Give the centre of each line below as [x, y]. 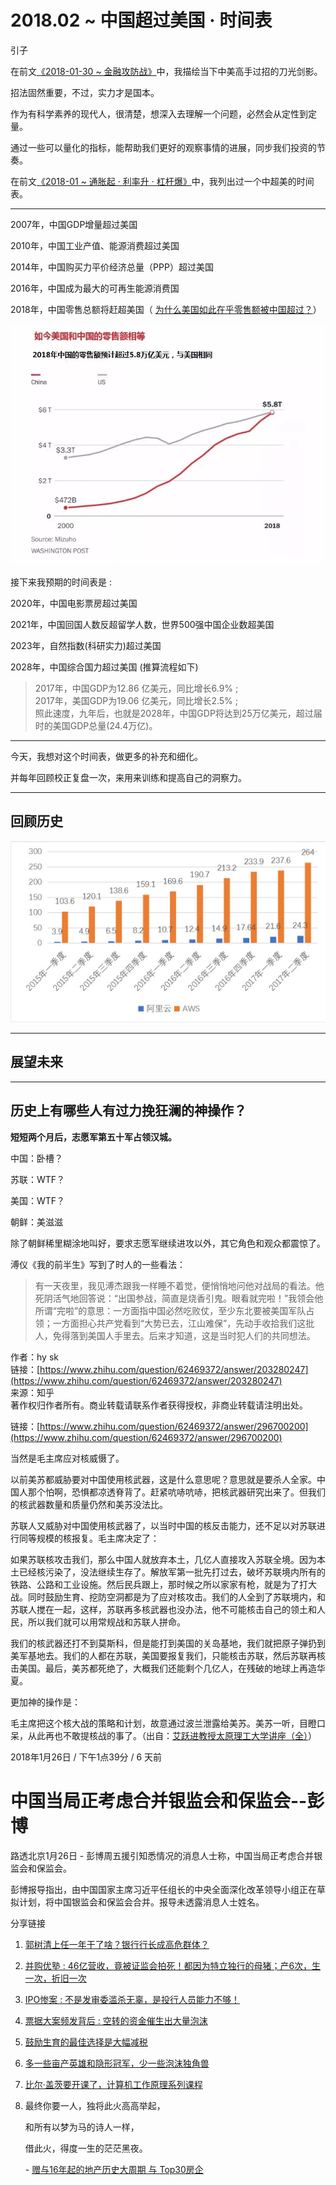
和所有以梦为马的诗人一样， [82, 2127]
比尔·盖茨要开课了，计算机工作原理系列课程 [113, 2084]
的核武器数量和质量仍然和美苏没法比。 [89, 1504]
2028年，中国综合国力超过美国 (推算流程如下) [104, 667]
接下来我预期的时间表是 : [61, 582]
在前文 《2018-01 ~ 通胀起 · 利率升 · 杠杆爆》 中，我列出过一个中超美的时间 [162, 181]
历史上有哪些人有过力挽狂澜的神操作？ [128, 1111]
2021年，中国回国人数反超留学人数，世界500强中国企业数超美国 [142, 624]
